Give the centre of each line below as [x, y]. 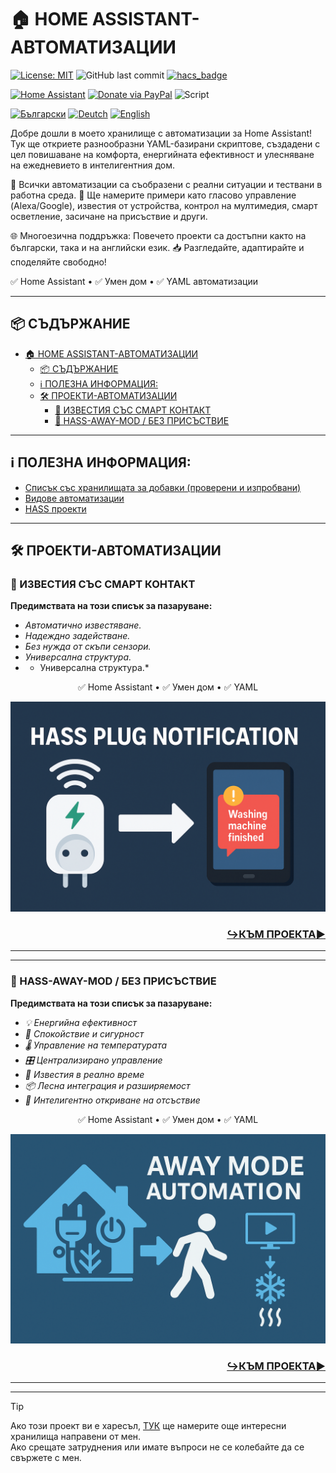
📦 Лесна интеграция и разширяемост [107, 1085]
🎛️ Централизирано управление [93, 1060]
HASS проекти [55, 508]
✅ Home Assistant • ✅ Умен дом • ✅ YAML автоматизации [134, 281]
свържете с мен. [46, 1458]
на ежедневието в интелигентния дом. [92, 165]
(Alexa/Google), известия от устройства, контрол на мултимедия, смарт [164, 205]
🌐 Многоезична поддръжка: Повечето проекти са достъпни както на [158, 235]
